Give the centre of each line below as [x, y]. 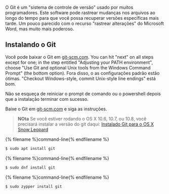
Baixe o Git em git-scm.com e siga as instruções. [56, 109]
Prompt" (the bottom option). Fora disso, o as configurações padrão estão [82, 73]
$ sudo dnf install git [30, 167]
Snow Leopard [33, 129]
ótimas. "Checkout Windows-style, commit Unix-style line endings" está [80, 79]
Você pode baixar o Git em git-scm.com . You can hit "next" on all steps [79, 57]
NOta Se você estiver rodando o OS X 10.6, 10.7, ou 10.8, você [82, 119]
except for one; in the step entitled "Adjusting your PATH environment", [79, 62]
